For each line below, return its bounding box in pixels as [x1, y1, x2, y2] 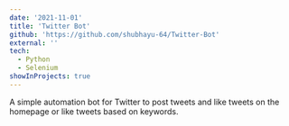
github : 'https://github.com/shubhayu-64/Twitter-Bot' [9, 30, 220, 39]
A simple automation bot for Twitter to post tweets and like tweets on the [9, 96, 280, 107]
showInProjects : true [9, 72, 91, 81]
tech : [9, 47, 30, 56]
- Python [17, 55, 51, 64]
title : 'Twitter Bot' [9, 22, 91, 31]
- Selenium [17, 64, 59, 73]
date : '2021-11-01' [9, 13, 83, 22]
